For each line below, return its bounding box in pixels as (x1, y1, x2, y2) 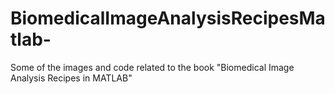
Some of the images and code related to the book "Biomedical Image (10, 61, 295, 73)
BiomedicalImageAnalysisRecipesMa (10, 7, 326, 30)
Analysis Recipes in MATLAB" (10, 72, 133, 84)
